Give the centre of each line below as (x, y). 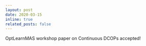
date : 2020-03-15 (24, 15)
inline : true (19, 19)
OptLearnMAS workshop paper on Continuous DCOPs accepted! (73, 38)
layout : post (19, 10)
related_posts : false (28, 24)
